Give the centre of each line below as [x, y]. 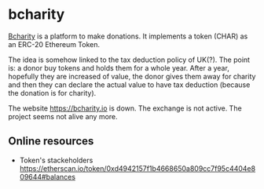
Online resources [51, 142]
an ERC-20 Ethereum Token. [54, 44]
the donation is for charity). [52, 93]
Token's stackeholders [56, 160]
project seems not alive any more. [63, 116]
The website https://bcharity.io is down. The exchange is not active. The [125, 108]
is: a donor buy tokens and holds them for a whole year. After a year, [119, 67]
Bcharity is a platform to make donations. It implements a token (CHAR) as [128, 36]
